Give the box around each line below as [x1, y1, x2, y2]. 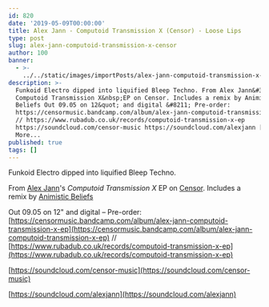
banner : [8, 57, 34, 65]
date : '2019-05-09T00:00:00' [8, 19, 106, 27]
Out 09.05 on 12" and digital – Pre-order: [8, 208, 143, 217]
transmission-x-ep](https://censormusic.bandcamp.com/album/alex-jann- [8, 224, 253, 234]
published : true [8, 138, 62, 147]
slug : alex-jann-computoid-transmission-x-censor [8, 42, 178, 50]
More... [15, 131, 42, 139]
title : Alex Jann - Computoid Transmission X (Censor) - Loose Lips [8, 26, 242, 34]
